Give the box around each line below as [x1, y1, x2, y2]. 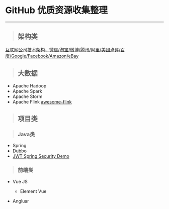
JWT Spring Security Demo [12, 153, 69, 159]
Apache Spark [12, 88, 43, 94]
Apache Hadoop [12, 82, 47, 88]
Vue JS [12, 178, 28, 184]
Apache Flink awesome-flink [12, 98, 72, 104]
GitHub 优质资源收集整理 [5, 5, 108, 16]
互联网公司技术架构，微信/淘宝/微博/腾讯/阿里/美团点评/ [5, 46, 121, 53]
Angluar [12, 198, 29, 204]
